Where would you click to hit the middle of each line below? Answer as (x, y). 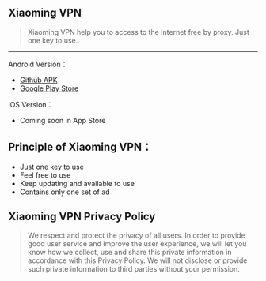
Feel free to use (45, 175)
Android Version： (38, 64)
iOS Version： (31, 104)
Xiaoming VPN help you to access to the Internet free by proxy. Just (138, 32)
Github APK (38, 80)
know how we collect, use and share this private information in (129, 253)
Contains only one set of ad (65, 192)
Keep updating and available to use (77, 183)
